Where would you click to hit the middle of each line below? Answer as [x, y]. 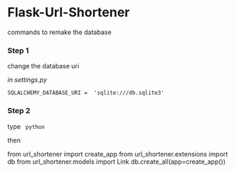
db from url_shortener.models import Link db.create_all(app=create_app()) [117, 162]
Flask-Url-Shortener [69, 12]
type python [26, 126]
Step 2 [19, 111]
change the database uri [44, 66]
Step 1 [18, 51]
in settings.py [27, 80]
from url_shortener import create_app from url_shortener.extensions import [118, 154]
